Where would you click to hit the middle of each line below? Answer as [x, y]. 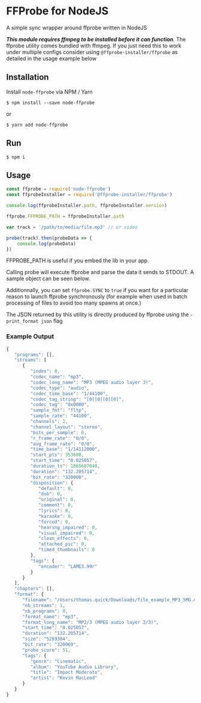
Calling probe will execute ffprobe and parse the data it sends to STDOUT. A [100, 272]
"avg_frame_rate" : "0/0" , [63, 444]
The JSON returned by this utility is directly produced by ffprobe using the [98, 315]
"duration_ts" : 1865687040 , [65, 466]
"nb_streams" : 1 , [44, 605]
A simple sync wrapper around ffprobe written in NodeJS [77, 28]
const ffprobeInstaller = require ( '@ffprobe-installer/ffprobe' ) [89, 195]
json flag [52, 321]
